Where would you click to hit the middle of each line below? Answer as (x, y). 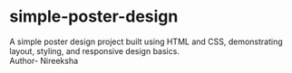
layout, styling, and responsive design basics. (94, 50)
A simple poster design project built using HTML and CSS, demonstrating (146, 41)
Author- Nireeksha (44, 60)
